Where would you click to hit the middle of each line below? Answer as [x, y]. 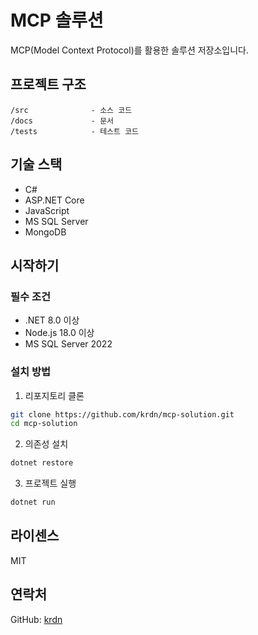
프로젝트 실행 [50, 483]
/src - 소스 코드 [71, 110]
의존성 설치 [46, 444]
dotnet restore [42, 463]
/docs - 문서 [62, 121]
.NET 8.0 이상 [52, 320]
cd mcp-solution [44, 424]
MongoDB [45, 232]
